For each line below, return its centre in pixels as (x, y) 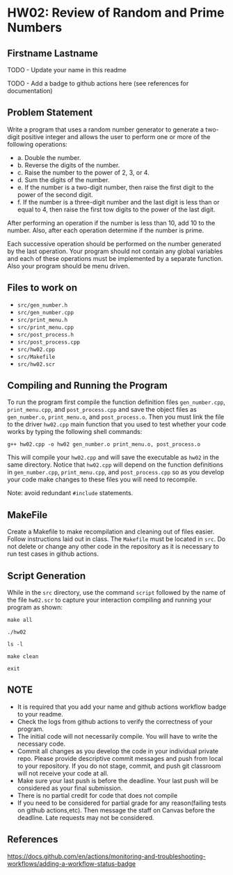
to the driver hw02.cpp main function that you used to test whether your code (117, 424)
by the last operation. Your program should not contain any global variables (115, 251)
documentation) (30, 91)
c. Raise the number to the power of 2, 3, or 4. (83, 172)
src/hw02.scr (36, 364)
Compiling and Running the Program (88, 386)
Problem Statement (50, 113)
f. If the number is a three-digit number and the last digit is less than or (118, 202)
